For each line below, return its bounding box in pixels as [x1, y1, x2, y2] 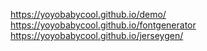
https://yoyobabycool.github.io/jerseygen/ [10, 30, 184, 41]
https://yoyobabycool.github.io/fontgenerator [10, 19, 197, 31]
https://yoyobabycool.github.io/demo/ [10, 9, 167, 20]
